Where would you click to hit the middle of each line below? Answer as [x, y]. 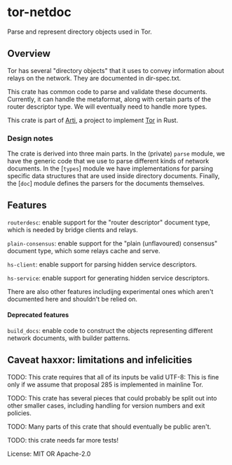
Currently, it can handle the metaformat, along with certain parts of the [109, 99]
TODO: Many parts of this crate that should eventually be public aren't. [109, 426]
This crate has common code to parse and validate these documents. [108, 91]
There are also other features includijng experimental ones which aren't [110, 291]
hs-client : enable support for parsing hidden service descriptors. [102, 264]
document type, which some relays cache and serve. [84, 250]
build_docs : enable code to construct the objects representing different [110, 331]
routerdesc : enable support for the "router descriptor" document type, [109, 222]
